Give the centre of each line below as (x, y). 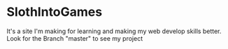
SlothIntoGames (55, 12)
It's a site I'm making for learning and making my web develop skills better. (114, 31)
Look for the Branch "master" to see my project (75, 38)
